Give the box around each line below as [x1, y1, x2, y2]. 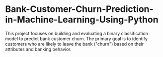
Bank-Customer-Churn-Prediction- [5, 3, 154, 15]
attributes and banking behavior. [5, 46, 72, 52]
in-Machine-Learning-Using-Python [5, 14, 159, 25]
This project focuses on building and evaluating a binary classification [5, 30, 148, 36]
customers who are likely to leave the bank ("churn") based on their [5, 41, 144, 47]
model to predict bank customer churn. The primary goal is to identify [5, 36, 148, 42]
